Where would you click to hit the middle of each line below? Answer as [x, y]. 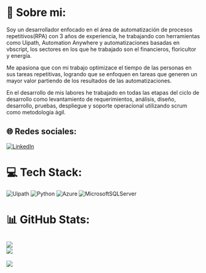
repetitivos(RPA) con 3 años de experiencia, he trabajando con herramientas [103, 36]
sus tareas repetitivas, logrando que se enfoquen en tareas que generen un [102, 74]
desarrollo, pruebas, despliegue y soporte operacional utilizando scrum [97, 105]
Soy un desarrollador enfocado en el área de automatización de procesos [99, 30]
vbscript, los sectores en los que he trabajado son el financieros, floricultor [101, 49]
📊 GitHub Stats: [48, 219]
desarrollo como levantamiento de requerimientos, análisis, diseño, [91, 99]
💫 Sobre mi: [36, 13]
